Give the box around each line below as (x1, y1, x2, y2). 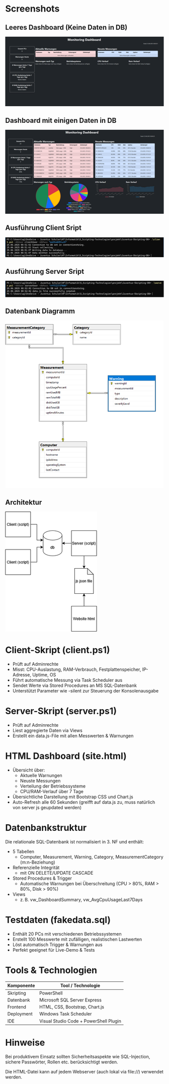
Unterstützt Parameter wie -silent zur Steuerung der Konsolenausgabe (12, 688, 159, 694)
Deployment (7, 1011, 33, 1017)
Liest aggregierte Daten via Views (12, 728, 83, 734)
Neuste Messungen (20, 778, 61, 784)
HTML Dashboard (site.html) (5, 750, 127, 762)
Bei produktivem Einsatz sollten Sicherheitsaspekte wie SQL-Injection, (5, 1054, 150, 1060)
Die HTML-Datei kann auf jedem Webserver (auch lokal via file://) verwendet (5, 1069, 163, 1075)
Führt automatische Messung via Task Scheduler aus (12, 677, 123, 683)
